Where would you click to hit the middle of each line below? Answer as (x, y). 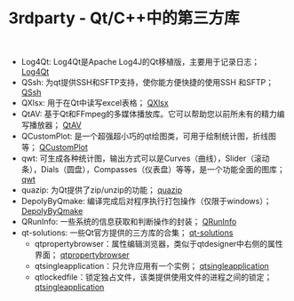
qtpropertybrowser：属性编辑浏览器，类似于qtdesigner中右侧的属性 (159, 243)
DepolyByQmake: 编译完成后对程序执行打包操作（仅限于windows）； (146, 201)
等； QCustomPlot (54, 147)
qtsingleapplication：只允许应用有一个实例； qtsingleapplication (152, 265)
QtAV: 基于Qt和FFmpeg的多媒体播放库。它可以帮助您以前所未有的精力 (149, 114)
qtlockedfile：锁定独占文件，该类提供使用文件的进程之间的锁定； (153, 277)
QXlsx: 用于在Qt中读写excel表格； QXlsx (95, 102)
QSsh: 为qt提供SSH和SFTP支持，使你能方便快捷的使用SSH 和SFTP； (147, 82)
